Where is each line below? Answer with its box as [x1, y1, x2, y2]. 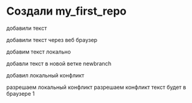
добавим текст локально [6, 48, 72, 55]
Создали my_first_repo [6, 4, 127, 18]
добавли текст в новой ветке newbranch [6, 60, 112, 67]
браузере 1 [6, 90, 35, 97]
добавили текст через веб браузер [6, 36, 98, 43]
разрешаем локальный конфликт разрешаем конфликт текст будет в [6, 83, 186, 91]
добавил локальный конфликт [6, 71, 84, 79]
